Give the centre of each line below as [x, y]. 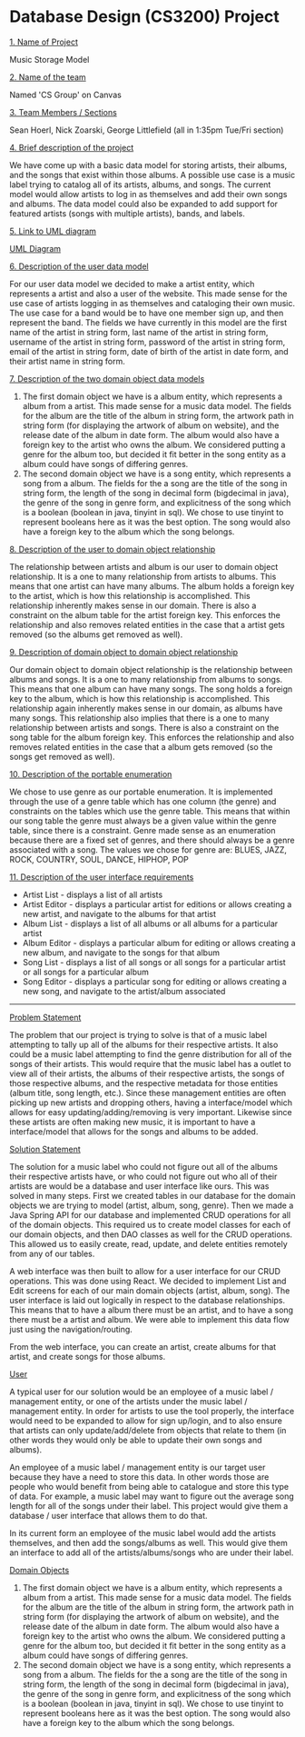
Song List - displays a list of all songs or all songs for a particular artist [154, 962]
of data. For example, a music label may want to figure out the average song [152, 1496]
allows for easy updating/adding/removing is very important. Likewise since [151, 1112]
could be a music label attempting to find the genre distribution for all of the [151, 1054]
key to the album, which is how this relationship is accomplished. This [140, 698]
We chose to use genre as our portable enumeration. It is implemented [141, 792]
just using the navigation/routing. [71, 1329]
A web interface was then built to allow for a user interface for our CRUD [145, 1271]
